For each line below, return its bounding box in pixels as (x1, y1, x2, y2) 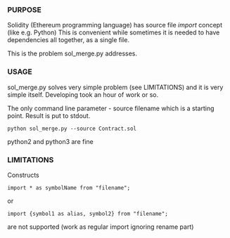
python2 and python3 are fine (7, 137, 94, 145)
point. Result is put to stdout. (7, 111, 91, 120)
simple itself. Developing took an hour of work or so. (7, 90, 159, 99)
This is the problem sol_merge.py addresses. (7, 49, 137, 58)
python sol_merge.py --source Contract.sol (7, 125, 137, 132)
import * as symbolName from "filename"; (7, 184, 131, 191)
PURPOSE (7, 5, 42, 15)
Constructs (7, 171, 40, 179)
